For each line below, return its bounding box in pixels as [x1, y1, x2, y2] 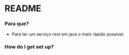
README [4, 3, 42, 14]
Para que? [4, 20, 29, 27]
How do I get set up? [4, 43, 54, 50]
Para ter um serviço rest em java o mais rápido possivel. [11, 31, 125, 37]
